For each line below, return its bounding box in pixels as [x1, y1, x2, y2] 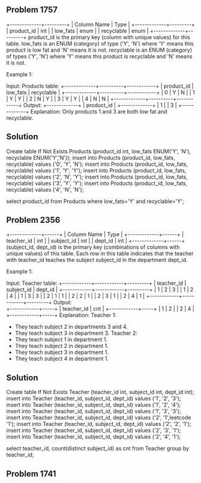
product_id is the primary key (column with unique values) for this [28, 33, 190, 41]
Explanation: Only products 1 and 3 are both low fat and [30, 108, 167, 115]
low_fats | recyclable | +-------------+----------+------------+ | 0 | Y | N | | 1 [6, 88, 195, 96]
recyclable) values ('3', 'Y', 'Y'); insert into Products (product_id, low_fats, [6, 180, 188, 187]
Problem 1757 [6, 5, 58, 15]
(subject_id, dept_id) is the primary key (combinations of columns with [6, 243, 180, 251]
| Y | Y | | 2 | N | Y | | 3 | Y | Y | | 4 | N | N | [6, 95, 109, 102]
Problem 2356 [6, 215, 61, 225]
